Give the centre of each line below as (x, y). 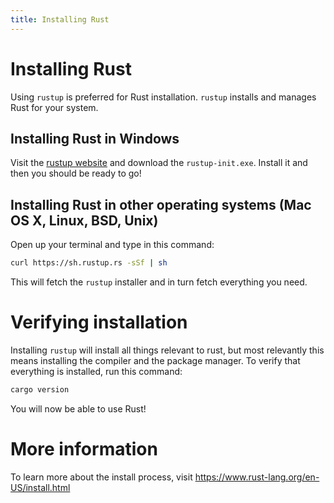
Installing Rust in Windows (95, 138)
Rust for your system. (54, 107)
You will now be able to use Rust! (78, 408)
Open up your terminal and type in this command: (112, 245)
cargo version (40, 390)
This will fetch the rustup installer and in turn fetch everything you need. (159, 282)
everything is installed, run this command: (96, 371)
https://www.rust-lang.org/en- (257, 477)
